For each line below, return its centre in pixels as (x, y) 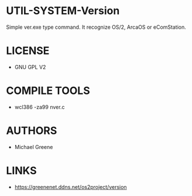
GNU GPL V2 (30, 67)
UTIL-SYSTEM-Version (63, 11)
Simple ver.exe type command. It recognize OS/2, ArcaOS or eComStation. (96, 27)
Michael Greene (34, 147)
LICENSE (28, 51)
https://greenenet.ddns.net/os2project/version (71, 187)
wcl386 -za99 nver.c (40, 107)
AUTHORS (32, 131)
